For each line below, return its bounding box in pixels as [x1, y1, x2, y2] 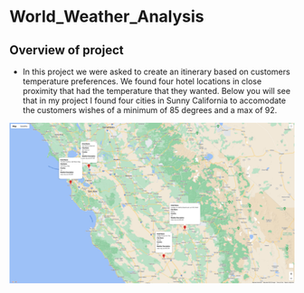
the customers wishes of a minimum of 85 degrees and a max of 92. [22, 105, 278, 115]
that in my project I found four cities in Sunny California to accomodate [22, 95, 287, 106]
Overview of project [9, 43, 124, 58]
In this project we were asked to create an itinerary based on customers [22, 66, 291, 77]
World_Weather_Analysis [9, 6, 205, 27]
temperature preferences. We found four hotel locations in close [22, 76, 262, 87]
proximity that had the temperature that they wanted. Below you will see [22, 86, 291, 96]
